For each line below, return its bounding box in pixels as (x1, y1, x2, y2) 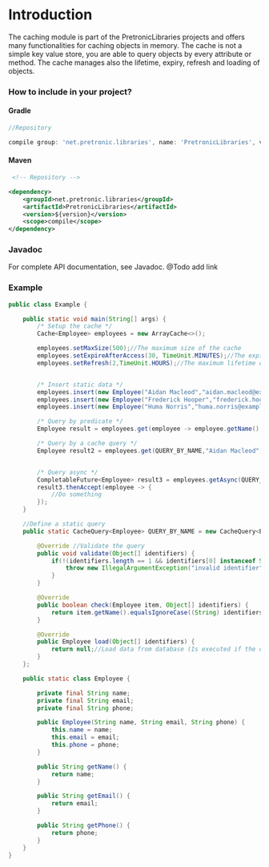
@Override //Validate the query (37, 542, 146, 550)
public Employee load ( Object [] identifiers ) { (37, 638, 195, 646)
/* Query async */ (37, 468, 98, 476)
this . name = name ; (50, 726, 113, 734)
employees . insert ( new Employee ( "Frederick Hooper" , (37, 395, 214, 404)
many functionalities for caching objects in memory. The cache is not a (8, 40, 243, 50)
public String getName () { (37, 763, 127, 771)
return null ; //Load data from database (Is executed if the (50, 645, 256, 654)
